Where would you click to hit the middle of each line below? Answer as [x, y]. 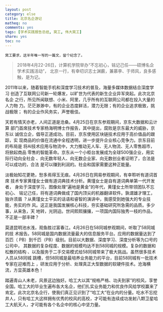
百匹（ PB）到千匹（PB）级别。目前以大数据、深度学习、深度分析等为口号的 [81, 239]
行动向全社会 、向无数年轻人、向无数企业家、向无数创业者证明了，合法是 [82, 158]
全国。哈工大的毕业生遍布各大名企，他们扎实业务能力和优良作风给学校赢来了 [81, 286]
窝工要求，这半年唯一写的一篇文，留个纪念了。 [45, 55]
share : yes [16, 37]
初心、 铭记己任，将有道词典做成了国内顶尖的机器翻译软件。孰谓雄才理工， [80, 193]
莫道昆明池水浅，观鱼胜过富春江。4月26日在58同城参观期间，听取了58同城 [80, 227]
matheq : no [16, 23]
